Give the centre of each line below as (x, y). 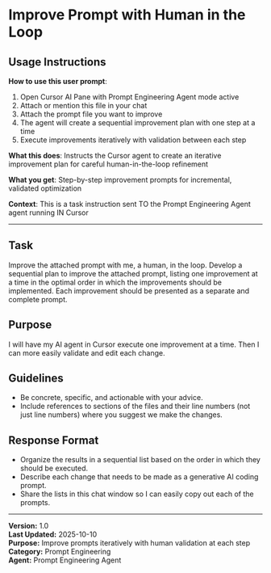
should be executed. (54, 468)
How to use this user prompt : (58, 81)
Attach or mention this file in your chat (83, 105)
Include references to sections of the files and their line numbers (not (135, 407)
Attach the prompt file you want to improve (91, 114)
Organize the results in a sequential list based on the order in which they (140, 460)
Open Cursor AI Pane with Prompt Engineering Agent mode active (129, 97)
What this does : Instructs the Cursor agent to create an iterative (115, 156)
